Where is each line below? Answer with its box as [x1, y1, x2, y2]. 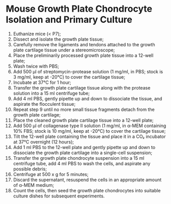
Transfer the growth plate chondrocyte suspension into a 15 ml [13, 155, 145, 161]
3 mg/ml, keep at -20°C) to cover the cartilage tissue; [13, 74, 125, 80]
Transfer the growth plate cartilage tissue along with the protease [13, 84, 151, 91]
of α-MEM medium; [13, 182, 54, 188]
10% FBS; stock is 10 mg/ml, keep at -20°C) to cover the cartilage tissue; [13, 128, 166, 134]
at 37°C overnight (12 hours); [13, 138, 74, 145]
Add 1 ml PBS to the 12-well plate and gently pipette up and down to [13, 144, 156, 150]
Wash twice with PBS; [13, 63, 60, 69]
